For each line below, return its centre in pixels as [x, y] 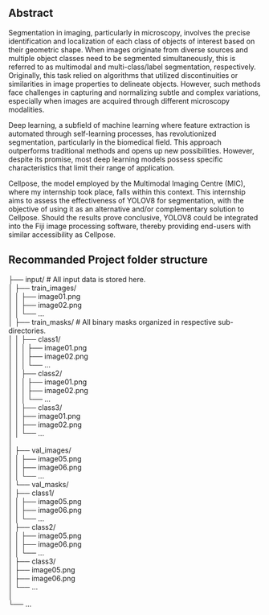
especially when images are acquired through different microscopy [119, 100]
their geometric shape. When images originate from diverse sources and [128, 49]
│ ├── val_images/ [40, 450]
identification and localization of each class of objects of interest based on [132, 41]
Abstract [31, 13]
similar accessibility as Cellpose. [62, 234]
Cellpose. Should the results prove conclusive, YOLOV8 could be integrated [133, 217]
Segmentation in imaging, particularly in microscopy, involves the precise [129, 32]
